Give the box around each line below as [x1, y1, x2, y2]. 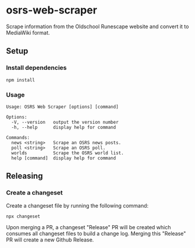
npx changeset [6, 213, 41, 219]
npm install [6, 77, 35, 83]
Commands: [6, 134, 30, 141]
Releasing [6, 171, 43, 181]
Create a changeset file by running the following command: [6, 202, 149, 209]
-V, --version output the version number [11, 119, 119, 125]
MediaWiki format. [6, 29, 50, 36]
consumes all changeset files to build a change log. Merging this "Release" [6, 230, 186, 237]
